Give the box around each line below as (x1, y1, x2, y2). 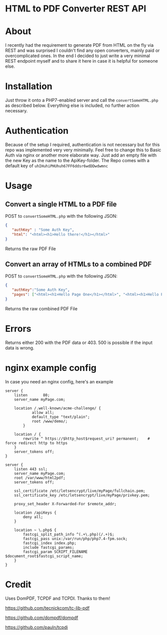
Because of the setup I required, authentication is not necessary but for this (5, 142, 160, 147)
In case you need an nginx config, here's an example (5, 378, 113, 384)
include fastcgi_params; (23, 545, 75, 550)
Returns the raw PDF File (5, 246, 56, 252)
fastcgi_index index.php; (23, 541, 77, 545)
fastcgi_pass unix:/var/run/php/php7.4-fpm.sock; (23, 536, 128, 541)
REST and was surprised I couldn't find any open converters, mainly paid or (5, 48, 160, 54)
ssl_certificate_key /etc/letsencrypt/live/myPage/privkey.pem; (14, 493, 150, 498)
